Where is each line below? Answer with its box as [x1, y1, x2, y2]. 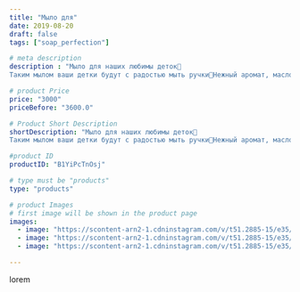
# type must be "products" [9, 176, 110, 185]
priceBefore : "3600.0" [9, 103, 94, 112]
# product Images [9, 200, 74, 209]
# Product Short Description [9, 119, 118, 128]
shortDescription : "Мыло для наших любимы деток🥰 [9, 127, 198, 136]
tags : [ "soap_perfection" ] [9, 37, 110, 47]
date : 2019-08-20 [9, 21, 74, 30]
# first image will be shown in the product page [9, 208, 198, 218]
